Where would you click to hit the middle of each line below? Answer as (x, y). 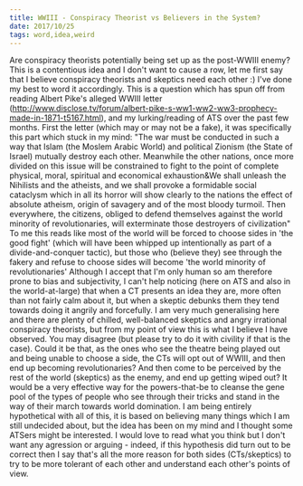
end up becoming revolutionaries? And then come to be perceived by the (146, 368)
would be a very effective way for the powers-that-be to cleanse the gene (147, 387)
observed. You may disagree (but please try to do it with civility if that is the (150, 339)
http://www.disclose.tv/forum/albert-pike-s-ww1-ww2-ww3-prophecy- (145, 109)
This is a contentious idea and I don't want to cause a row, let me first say (146, 70)
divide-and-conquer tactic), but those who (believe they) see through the (146, 253)
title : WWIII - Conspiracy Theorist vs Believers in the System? (135, 18)
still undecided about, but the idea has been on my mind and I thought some (151, 425)
